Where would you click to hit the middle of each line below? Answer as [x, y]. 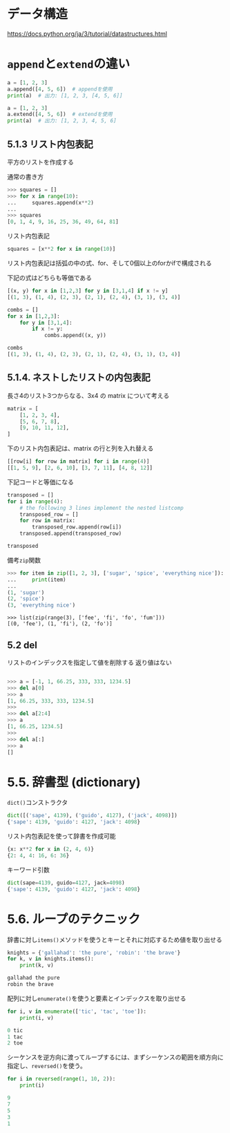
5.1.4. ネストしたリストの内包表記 [79, 378]
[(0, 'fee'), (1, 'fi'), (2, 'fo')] [60, 624]
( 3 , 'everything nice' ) [41, 605]
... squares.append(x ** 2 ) [51, 202]
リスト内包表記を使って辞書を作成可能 [61, 836]
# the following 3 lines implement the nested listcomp [102, 508]
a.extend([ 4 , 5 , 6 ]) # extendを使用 [60, 115]
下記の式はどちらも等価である [49, 278]
